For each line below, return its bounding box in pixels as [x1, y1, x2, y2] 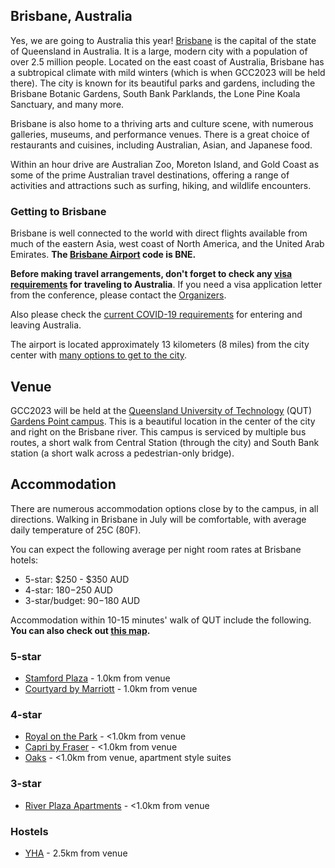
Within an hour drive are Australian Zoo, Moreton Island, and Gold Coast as [10, 158, 320, 170]
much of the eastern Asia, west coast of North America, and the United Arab [10, 238, 325, 250]
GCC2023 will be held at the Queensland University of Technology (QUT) [10, 404, 312, 416]
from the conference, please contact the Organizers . [10, 289, 227, 301]
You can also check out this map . [10, 624, 151, 636]
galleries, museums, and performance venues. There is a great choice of [10, 128, 310, 140]
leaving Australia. [10, 319, 82, 331]
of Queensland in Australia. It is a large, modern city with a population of [10, 45, 308, 57]
